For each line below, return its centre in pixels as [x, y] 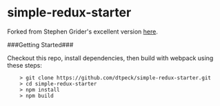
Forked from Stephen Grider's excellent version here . [83, 31]
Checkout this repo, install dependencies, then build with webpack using [110, 58]
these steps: [25, 65]
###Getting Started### [40, 44]
